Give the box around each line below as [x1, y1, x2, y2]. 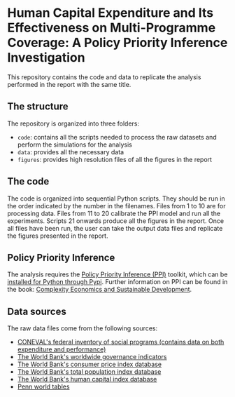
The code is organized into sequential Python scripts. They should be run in [7, 194, 225, 203]
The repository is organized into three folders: [7, 119, 140, 128]
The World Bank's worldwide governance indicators [17, 353, 167, 361]
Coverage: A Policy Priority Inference [7, 35, 228, 51]
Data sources [7, 305, 66, 317]
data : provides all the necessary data [17, 147, 124, 156]
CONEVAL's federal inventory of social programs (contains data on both [17, 338, 225, 346]
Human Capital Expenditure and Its [7, 5, 214, 21]
